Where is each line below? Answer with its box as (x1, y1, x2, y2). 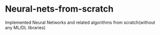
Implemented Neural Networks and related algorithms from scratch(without (5, 19, 155, 25)
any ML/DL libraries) (5, 24, 46, 30)
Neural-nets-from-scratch (5, 3, 114, 15)
